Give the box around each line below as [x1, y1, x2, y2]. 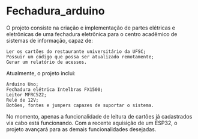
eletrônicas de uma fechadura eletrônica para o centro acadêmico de [6, 30, 178, 37]
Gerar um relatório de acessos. [6, 59, 87, 65]
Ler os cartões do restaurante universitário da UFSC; [6, 48, 146, 55]
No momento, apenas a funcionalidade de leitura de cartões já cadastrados [6, 113, 193, 120]
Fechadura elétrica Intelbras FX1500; [6, 86, 103, 93]
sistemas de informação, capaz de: [6, 37, 93, 44]
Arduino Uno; [6, 81, 39, 87]
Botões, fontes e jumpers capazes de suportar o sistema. [6, 102, 154, 108]
